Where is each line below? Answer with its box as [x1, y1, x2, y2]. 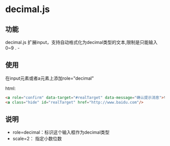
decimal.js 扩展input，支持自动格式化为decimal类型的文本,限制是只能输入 [5, 39, 158, 45]
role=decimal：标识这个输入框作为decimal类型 [12, 129, 110, 135]
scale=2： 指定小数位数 [12, 135, 62, 142]
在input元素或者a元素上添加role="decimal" [5, 75, 94, 81]
